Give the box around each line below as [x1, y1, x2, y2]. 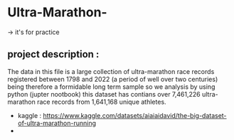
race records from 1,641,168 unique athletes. [36, 97, 166, 106]
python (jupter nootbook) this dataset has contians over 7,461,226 [7, 90, 201, 98]
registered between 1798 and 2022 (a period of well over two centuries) [7, 75, 218, 83]
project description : [7, 48, 100, 60]
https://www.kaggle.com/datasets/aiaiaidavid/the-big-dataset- [42, 111, 227, 119]
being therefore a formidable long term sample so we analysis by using [7, 82, 216, 91]
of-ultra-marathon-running [17, 119, 97, 127]
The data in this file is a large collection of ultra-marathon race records [7, 67, 215, 75]
